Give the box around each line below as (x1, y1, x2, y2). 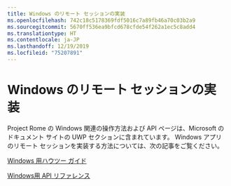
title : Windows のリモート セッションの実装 (7, 10, 126, 18)
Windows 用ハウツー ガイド (7, 156, 87, 165)
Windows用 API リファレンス (7, 171, 90, 180)
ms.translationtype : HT (7, 29, 77, 37)
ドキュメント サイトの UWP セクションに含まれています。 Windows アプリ (7, 133, 223, 141)
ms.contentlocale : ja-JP (7, 36, 80, 44)
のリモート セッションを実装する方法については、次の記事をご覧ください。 (7, 141, 224, 150)
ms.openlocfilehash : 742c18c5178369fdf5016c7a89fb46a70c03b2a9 (7, 17, 196, 24)
